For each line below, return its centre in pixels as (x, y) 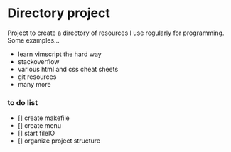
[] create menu (39, 126)
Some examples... (33, 40)
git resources (37, 77)
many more (34, 84)
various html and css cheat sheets (68, 69)
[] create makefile (43, 118)
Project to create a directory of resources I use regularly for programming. (116, 33)
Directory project (59, 13)
